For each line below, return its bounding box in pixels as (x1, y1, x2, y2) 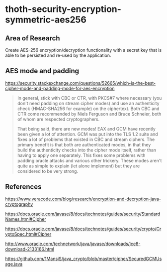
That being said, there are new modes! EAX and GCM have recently (17, 126, 156, 132)
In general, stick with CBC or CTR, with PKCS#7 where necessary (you (17, 95, 162, 101)
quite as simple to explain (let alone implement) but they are (17, 163, 140, 169)
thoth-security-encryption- (5, 3, 122, 15)
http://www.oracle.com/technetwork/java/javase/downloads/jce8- (5, 241, 141, 247)
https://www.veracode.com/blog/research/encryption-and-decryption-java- (5, 196, 162, 202)
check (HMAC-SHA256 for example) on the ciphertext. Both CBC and (17, 106, 160, 112)
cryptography (5, 201, 33, 207)
